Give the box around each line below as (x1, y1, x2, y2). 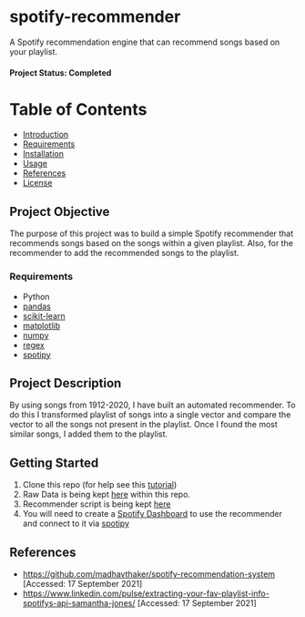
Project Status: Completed (9, 67, 112, 78)
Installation (22, 149, 65, 159)
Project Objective (9, 203, 110, 220)
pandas (22, 301, 52, 312)
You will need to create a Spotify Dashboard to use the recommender (22, 509, 282, 519)
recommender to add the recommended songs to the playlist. (9, 248, 239, 259)
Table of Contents (9, 98, 147, 119)
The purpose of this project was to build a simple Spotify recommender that (9, 228, 294, 239)
